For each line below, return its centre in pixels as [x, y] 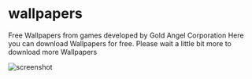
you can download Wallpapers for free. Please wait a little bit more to [120, 43]
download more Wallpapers [53, 52]
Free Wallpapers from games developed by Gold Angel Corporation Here [126, 35]
